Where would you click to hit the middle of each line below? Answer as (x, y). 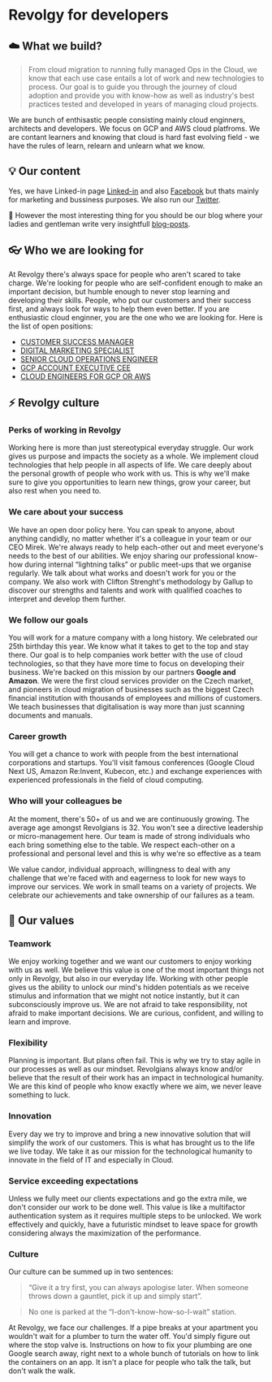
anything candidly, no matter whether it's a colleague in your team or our (130, 538)
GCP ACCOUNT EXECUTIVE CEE (76, 367)
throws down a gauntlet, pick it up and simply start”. (115, 1296)
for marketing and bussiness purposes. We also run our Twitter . (114, 199)
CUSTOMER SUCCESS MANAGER (77, 341)
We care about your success (66, 512)
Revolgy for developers (89, 15)
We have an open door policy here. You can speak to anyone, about (122, 529)
